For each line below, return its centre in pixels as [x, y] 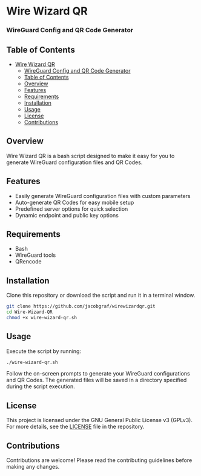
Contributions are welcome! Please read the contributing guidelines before [99, 460]
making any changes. [33, 467]
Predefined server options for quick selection [71, 209]
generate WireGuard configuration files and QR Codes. [74, 162]
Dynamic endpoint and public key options [67, 215]
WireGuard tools [35, 255]
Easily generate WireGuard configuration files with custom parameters [103, 196]
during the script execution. [41, 386]
